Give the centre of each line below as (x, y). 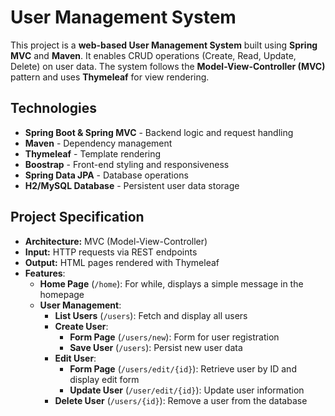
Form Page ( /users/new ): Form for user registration (174, 337)
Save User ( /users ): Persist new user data (156, 347)
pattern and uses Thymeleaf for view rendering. (110, 77)
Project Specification (77, 217)
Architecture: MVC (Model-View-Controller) (116, 241)
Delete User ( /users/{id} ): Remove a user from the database (181, 400)
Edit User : (75, 358)
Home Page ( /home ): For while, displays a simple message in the (171, 283)
